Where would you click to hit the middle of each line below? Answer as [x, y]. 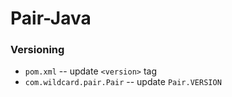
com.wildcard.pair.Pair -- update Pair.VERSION [123, 82]
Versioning [37, 50]
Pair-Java [51, 18]
